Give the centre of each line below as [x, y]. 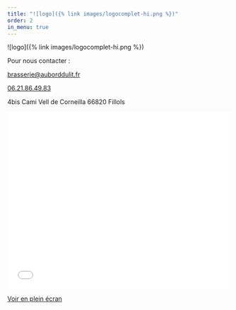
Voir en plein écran [35, 299]
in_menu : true [28, 27]
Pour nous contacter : [39, 61]
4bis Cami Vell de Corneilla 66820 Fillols [66, 102]
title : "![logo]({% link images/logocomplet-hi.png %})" [93, 14]
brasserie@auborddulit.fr [44, 74]
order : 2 [20, 21]
